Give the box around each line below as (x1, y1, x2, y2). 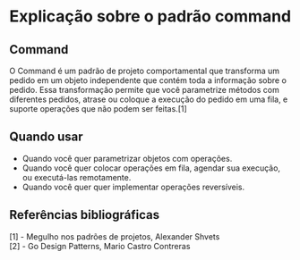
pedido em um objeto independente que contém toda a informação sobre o (9, 75, 287, 86)
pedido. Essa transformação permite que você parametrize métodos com (9, 85, 279, 95)
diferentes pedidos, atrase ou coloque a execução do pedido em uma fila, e (9, 94, 288, 105)
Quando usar (9, 130, 83, 145)
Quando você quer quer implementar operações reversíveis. (21, 181, 244, 192)
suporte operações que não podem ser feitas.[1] (9, 104, 188, 113)
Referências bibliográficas (9, 207, 159, 222)
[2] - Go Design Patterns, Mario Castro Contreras (9, 240, 191, 251)
